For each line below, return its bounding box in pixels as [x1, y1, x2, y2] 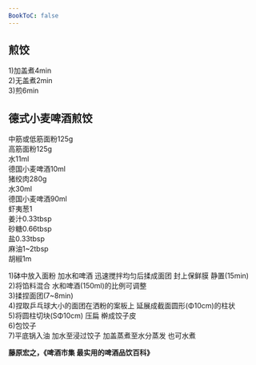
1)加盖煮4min [8, 65, 52, 76]
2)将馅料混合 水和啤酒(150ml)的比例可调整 [8, 281, 147, 291]
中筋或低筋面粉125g [8, 134, 74, 144]
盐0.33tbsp [8, 234, 46, 244]
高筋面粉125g [8, 145, 53, 154]
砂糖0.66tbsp [8, 224, 52, 234]
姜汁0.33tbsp [8, 214, 52, 224]
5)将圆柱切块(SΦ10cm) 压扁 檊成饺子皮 [8, 311, 137, 320]
